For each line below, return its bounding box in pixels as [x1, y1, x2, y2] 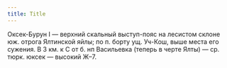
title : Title [7, 10, 46, 18]
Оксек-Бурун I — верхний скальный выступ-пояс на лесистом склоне [7, 30, 221, 38]
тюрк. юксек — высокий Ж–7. [7, 52, 97, 61]
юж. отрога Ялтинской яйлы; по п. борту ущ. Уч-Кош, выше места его [7, 37, 219, 46]
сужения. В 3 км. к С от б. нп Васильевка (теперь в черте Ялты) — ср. [7, 45, 220, 53]
